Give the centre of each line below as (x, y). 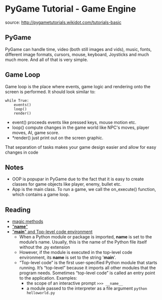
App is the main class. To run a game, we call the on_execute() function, (84, 189)
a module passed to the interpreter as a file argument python (87, 288)
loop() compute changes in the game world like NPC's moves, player (81, 127)
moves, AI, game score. (36, 132)
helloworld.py (41, 293)
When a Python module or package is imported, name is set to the (86, 237)
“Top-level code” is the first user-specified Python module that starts (88, 263)
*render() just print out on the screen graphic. (57, 138)
